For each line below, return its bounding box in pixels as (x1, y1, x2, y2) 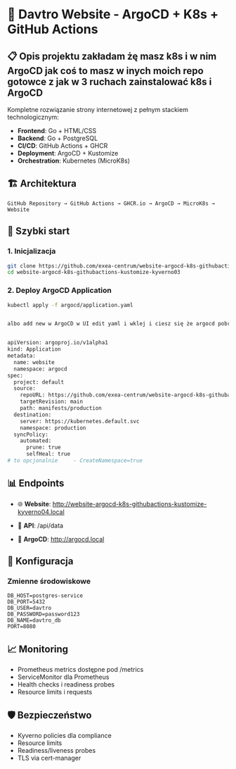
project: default (13, 378, 65, 386)
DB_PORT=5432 (7, 599, 46, 606)
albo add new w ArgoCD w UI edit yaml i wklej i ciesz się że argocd (7, 320, 216, 327)
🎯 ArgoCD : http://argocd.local (17, 534, 105, 543)
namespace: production (20, 424, 86, 432)
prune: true (25, 444, 61, 451)
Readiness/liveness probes (17, 746, 96, 755)
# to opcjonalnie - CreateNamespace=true (7, 457, 143, 464)
